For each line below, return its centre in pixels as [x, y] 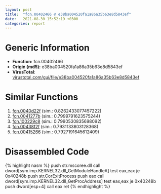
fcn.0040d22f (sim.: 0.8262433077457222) [57, 111]
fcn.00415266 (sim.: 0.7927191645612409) [56, 132]
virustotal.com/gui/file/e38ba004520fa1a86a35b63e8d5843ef [76, 78]
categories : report [25, 23]
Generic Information [47, 48]
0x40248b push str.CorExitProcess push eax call [55, 176]
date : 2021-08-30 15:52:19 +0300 [42, 19]
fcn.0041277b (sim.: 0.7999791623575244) [56, 116]
